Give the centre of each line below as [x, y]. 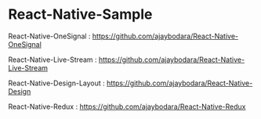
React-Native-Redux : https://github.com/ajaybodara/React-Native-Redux [127, 106]
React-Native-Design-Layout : [57, 83]
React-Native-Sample [80, 14]
